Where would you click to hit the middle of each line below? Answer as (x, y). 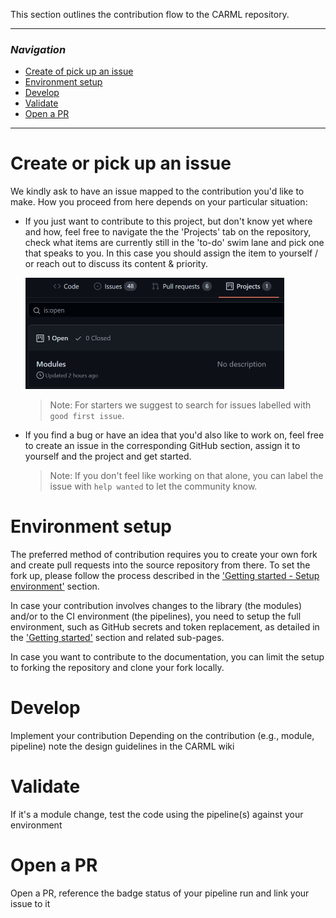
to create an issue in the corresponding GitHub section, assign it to (162, 446)
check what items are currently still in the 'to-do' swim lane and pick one (174, 243)
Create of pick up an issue (79, 71)
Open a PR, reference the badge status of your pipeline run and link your (160, 893)
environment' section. (55, 586)
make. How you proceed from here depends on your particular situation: (159, 202)
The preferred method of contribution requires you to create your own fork (164, 555)
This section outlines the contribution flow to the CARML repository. (150, 14)
